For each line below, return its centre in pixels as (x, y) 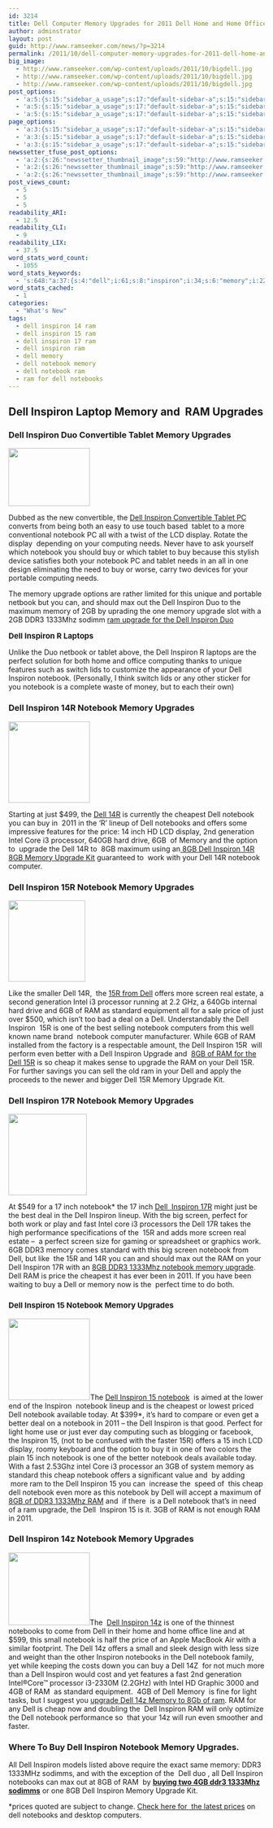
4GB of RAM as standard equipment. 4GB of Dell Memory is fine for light (133, 1691)
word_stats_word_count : (49, 258)
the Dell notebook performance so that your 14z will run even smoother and (136, 1717)
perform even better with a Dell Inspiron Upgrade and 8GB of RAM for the (132, 1053)
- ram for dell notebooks (60, 379)
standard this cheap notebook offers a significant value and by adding (127, 1475)
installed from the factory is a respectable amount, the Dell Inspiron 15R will (135, 1045)
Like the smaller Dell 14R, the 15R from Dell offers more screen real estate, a (136, 993)
